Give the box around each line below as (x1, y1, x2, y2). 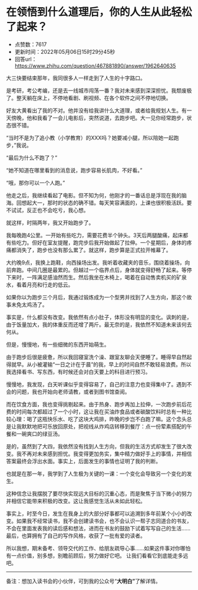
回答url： (14, 56, 37, 63)
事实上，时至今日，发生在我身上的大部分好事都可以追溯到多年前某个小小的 (6, 510, 187, 517)
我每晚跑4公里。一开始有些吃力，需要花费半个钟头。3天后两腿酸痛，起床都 (6, 232, 189, 239)
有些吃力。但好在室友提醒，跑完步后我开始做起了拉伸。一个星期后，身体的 (6, 239, 187, 246)
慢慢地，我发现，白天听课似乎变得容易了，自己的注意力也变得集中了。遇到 (6, 380, 187, 387)
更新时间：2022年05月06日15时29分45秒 (14, 48, 115, 55)
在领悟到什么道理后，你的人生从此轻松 (6, 5, 193, 19)
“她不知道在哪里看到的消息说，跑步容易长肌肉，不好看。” (6, 167, 143, 174)
